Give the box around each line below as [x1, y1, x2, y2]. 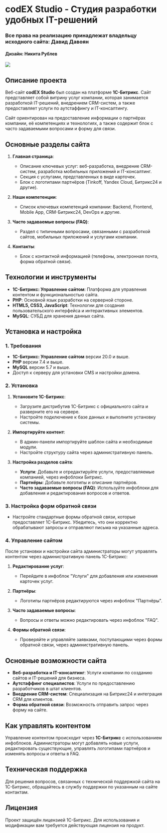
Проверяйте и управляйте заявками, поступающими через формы [19, 637, 163, 643]
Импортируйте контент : [12, 429, 66, 435]
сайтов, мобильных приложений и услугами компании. [19, 234, 138, 240]
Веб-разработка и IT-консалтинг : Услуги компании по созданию [12, 670, 153, 676]
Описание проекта [5, 76, 67, 85]
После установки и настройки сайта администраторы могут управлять [5, 548, 158, 554]
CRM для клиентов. [12, 696, 54, 702]
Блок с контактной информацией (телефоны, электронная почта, [19, 253, 159, 259]
